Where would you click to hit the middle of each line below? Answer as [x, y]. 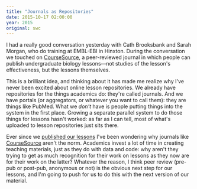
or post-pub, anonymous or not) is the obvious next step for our [95, 168]
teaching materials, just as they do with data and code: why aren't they [92, 149]
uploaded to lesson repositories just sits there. [63, 125]
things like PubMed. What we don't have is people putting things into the [95, 106]
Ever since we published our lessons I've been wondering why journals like [98, 137]
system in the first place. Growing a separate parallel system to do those [94, 113]
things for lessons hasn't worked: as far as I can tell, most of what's [88, 119]
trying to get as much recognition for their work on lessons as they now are [98, 156]
